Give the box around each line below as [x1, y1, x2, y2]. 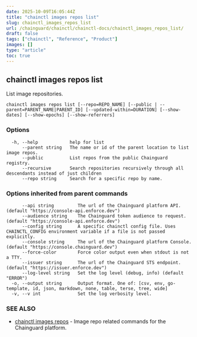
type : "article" [6, 47, 46, 53]
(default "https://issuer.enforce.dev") [6, 265, 108, 271]
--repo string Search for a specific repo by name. [21, 175, 163, 181]
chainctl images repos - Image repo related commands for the [14, 318, 166, 325]
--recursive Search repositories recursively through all [21, 165, 184, 171]
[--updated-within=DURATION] [85, 107, 158, 113]
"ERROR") [6, 275, 28, 281]
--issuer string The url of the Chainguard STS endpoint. [21, 260, 182, 266]
